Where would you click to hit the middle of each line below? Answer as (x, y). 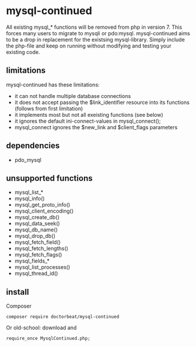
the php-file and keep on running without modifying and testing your (89, 46)
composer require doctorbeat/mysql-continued (62, 317)
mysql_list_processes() (42, 267)
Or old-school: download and (41, 328)
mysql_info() (30, 198)
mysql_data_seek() (37, 224)
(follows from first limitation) (49, 108)
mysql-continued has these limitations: (53, 85)
